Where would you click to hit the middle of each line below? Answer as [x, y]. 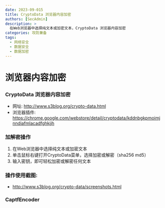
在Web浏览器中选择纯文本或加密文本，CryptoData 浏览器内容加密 [68, 28]
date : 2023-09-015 [24, 10]
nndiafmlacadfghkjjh [33, 123]
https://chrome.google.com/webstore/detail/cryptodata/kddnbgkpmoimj [86, 118]
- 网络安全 [19, 42]
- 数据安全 [19, 47]
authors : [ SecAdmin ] [27, 19]
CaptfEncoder [22, 200]
